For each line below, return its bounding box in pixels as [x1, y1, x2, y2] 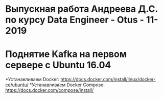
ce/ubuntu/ [5, 82, 29, 88]
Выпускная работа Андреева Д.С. [5, 3, 158, 15]
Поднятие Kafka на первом [5, 48, 127, 60]
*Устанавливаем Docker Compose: [29, 82, 105, 88]
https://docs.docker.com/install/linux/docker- [60, 76, 156, 83]
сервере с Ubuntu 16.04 [5, 60, 111, 71]
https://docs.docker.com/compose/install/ [5, 87, 94, 93]
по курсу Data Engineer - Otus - [5, 14, 145, 26]
